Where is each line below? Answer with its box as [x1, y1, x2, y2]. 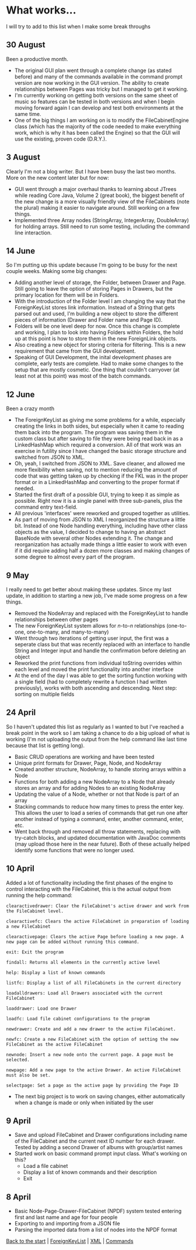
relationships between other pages [14, 616, 99, 623]
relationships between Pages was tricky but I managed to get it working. [14, 86, 188, 93]
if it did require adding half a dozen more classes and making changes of [14, 547, 190, 554]
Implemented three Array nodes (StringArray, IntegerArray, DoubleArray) [14, 216, 190, 223]
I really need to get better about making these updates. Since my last [6, 586, 172, 592]
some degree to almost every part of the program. [14, 553, 135, 560]
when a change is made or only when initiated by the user [14, 1099, 154, 1106]
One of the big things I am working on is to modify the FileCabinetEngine [14, 117, 190, 124]
